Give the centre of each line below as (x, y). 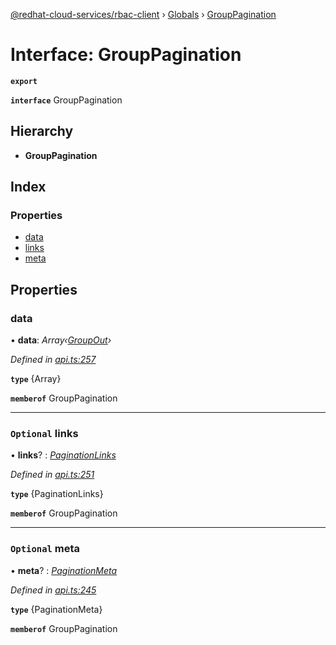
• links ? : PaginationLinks (63, 455)
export (24, 81)
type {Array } (36, 379)
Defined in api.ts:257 (53, 360)
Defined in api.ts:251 (52, 475)
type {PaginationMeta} (56, 609)
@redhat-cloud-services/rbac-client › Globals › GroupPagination (143, 14)
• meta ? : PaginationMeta (64, 570)
